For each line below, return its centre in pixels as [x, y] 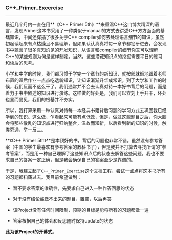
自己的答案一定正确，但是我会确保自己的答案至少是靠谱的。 [72, 160]
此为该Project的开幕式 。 [31, 232]
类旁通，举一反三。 [26, 130]
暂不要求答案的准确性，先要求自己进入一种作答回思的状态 [73, 188]
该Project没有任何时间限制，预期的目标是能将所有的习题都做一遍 [81, 210]
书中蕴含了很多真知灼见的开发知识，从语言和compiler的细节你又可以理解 [82, 50]
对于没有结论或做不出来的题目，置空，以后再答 [62, 199]
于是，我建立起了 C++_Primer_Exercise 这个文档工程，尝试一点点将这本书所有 [85, 171]
